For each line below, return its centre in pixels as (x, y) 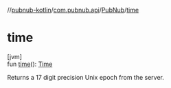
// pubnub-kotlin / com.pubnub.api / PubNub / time (73, 10)
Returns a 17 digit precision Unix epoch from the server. (86, 77)
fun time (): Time (30, 64)
